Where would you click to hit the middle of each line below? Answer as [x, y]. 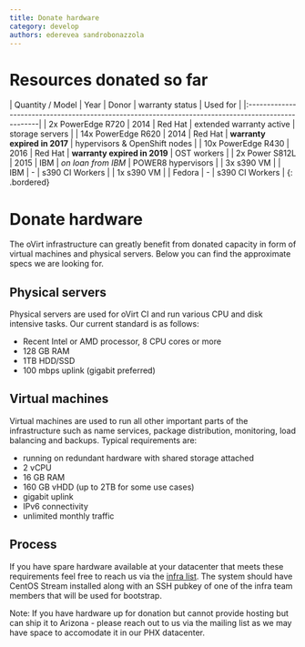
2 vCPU [37, 467]
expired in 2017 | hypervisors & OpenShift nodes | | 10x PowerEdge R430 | [149, 144]
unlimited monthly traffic [68, 516]
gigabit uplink [48, 496]
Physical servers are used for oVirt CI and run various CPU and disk [136, 314]
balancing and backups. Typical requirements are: [103, 440]
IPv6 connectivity [56, 506]
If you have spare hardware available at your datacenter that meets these [147, 566]
